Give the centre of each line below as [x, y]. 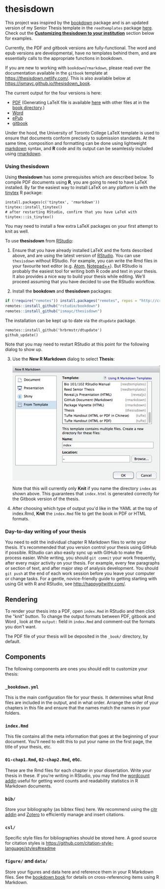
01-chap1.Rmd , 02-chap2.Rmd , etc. [43, 759]
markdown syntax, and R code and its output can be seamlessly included [79, 148]
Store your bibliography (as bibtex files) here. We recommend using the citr [81, 809]
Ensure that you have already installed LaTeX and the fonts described [82, 250]
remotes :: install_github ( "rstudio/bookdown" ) [52, 306]
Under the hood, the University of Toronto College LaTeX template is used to [82, 133]
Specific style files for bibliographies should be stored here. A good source [81, 838]
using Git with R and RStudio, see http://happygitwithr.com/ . [66, 584]
